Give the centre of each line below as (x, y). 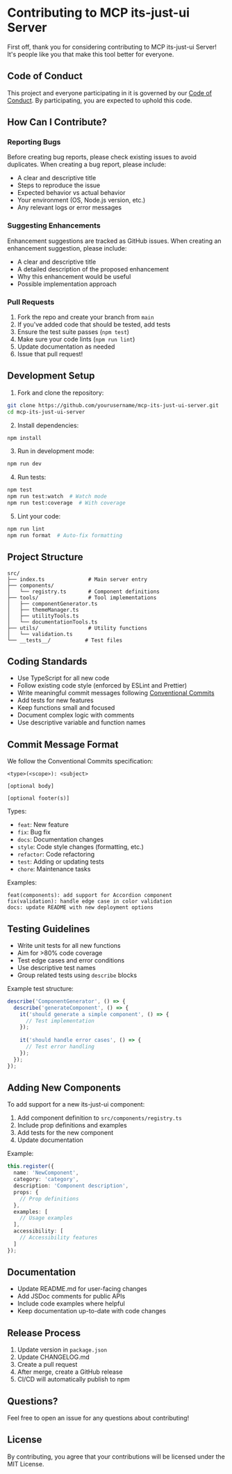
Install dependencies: (48, 425)
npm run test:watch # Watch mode (57, 497)
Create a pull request (47, 1365)
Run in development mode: (56, 451)
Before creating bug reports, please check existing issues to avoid (102, 157)
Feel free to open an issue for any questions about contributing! (98, 1418)
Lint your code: (39, 516)
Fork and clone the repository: (60, 393)
